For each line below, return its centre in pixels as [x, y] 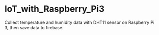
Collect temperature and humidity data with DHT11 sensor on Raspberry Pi [79, 22]
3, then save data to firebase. [34, 27]
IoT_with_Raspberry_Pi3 [55, 9]
